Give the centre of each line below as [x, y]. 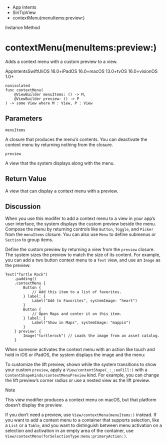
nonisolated [17, 85]
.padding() [25, 279]
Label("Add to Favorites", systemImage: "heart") [84, 301]
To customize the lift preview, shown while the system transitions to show [81, 364]
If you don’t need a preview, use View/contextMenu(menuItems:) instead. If [81, 415]
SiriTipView [24, 12]
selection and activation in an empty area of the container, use [69, 431]
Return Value [26, 179]
